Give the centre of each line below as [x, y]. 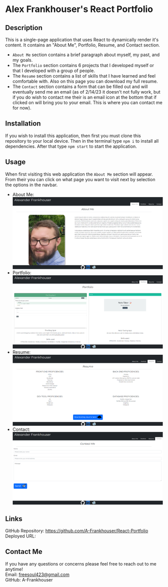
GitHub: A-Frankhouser [29, 579]
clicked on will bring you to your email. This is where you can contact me [87, 103]
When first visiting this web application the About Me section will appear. [79, 174]
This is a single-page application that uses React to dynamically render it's [82, 40]
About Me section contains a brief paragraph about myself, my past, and [86, 55]
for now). [22, 108]
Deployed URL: [20, 536]
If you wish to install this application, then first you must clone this [73, 136]
